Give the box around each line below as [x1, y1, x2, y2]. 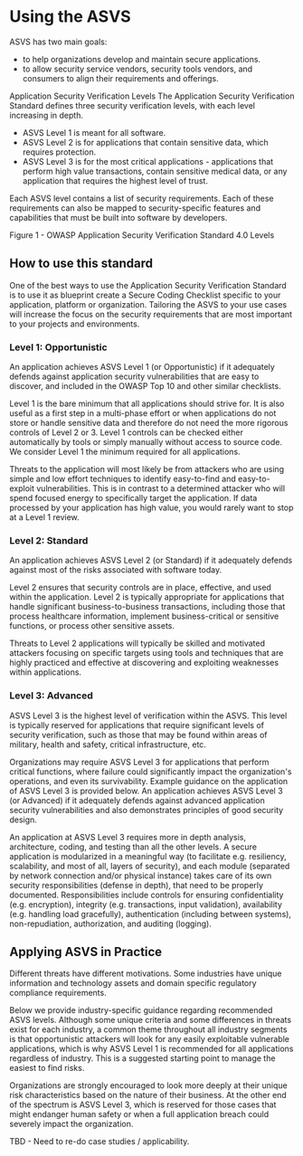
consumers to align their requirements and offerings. [22, 72, 219, 83]
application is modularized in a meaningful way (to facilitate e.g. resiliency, [9, 850, 287, 861]
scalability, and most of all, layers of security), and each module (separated [9, 860, 290, 871]
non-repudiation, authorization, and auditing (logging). [9, 918, 213, 929]
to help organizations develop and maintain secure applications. [22, 53, 260, 64]
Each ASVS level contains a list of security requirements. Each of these [9, 193, 274, 204]
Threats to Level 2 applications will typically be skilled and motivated [9, 638, 265, 649]
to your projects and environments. [9, 318, 140, 329]
